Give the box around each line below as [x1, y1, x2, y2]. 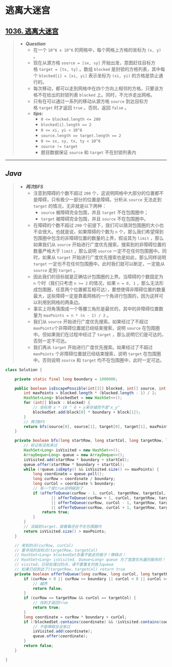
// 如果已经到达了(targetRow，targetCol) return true [14, 567, 125, 572]
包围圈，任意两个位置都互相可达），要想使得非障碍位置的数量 [37, 286, 166, 292]
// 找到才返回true [32, 600, 68, 605]
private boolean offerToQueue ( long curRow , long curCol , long [14, 571, 150, 577]
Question [25, 41, 46, 47]
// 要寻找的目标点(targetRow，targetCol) [14, 548, 98, 553]
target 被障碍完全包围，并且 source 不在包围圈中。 [40, 215, 148, 221]
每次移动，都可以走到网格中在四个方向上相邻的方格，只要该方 [33, 85, 164, 91]
